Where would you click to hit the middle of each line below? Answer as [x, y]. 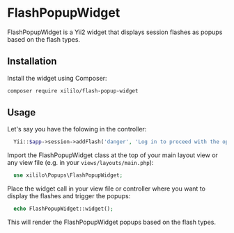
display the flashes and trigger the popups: [69, 196]
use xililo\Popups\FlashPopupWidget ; [68, 175]
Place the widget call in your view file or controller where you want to [106, 188]
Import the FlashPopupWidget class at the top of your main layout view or [112, 155]
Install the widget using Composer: [57, 78]
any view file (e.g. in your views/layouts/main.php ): [80, 163]
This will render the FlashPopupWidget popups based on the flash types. [111, 222]
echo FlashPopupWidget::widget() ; [63, 209]
